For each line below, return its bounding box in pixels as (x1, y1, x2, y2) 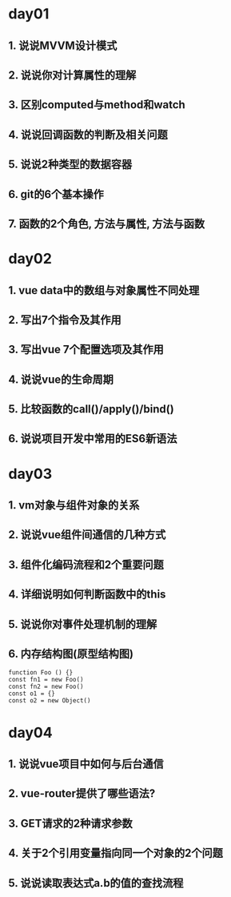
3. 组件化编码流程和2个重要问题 (8, 557, 164, 571)
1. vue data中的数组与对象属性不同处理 (8, 284, 200, 297)
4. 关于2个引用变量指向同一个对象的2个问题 (8, 847, 224, 860)
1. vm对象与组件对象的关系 (8, 498, 140, 513)
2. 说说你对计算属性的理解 (8, 68, 137, 82)
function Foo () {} (8, 669, 74, 677)
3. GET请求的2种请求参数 (8, 816, 133, 830)
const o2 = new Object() (8, 697, 91, 705)
